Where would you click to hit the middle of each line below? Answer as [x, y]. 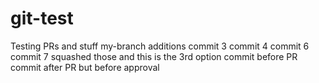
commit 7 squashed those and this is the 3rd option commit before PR [154, 56]
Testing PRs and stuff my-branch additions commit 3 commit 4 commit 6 [160, 46]
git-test [42, 18]
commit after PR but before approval [85, 67]
